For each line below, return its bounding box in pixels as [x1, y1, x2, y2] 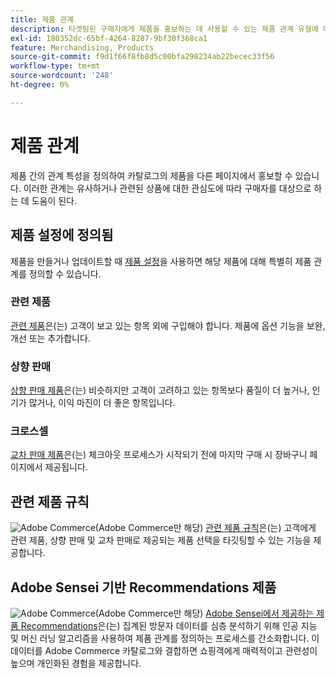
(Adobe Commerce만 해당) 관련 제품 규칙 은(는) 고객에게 [94, 522, 317, 534]
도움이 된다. [31, 194, 78, 206]
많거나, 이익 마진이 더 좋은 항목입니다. [28, 397, 176, 409]
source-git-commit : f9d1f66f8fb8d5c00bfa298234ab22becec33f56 [10, 52, 275, 62]
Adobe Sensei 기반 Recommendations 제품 [10, 579, 277, 596]
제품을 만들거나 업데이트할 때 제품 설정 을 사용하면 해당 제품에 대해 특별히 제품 [10, 255, 312, 267]
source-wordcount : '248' [10, 71, 114, 81]
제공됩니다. [44, 461, 88, 473]
